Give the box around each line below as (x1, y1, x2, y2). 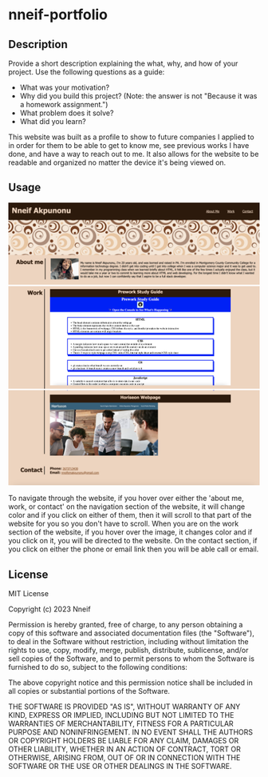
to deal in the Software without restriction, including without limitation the (8, 636, 249, 646)
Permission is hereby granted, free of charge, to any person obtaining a (8, 619, 243, 629)
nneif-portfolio (8, 6, 108, 24)
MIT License (8, 588, 49, 598)
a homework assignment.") (19, 100, 108, 109)
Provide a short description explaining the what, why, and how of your (8, 58, 238, 68)
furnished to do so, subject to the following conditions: (8, 662, 187, 671)
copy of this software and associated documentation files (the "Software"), (8, 628, 255, 638)
